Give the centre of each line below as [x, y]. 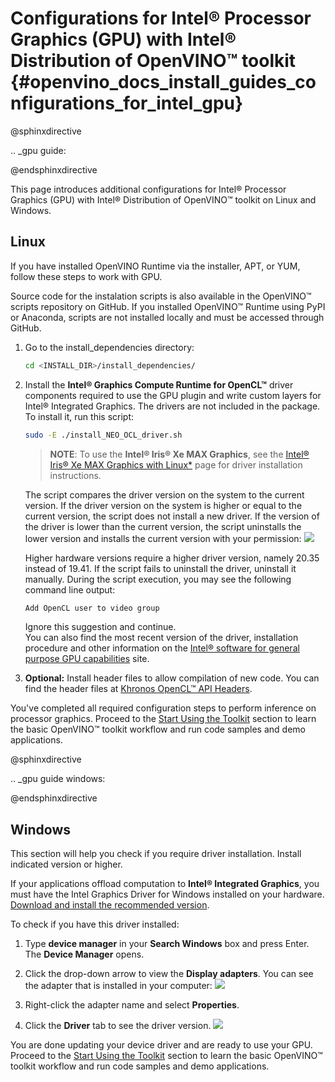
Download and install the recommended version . [110, 905]
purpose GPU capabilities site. [87, 659]
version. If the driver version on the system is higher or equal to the [163, 505]
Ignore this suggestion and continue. [100, 627]
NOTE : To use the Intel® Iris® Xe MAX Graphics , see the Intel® [179, 454]
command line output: [70, 589]
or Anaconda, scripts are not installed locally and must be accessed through [167, 317]
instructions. [75, 475]
